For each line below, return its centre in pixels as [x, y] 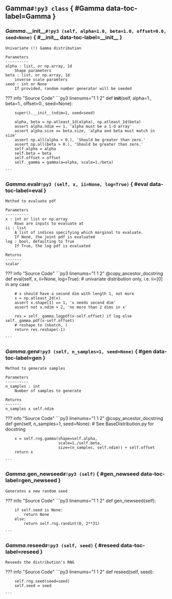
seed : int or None [26, 84]
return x [24, 452]
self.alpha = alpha [35, 149]
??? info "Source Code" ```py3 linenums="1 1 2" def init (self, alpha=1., [79, 98]
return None [37, 514]
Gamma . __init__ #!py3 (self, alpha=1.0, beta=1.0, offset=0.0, [86, 31]
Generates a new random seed [36, 491]
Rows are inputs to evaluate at [49, 223]
